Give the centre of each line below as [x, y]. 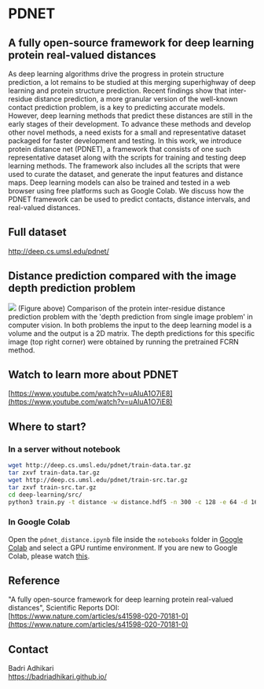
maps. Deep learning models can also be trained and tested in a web [119, 182]
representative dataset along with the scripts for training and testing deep [127, 157]
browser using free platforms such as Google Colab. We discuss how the [126, 191]
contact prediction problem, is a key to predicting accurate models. [117, 107]
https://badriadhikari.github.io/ [58, 676]
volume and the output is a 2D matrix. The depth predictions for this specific [132, 333]
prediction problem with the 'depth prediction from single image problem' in [130, 316]
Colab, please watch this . [49, 556]
